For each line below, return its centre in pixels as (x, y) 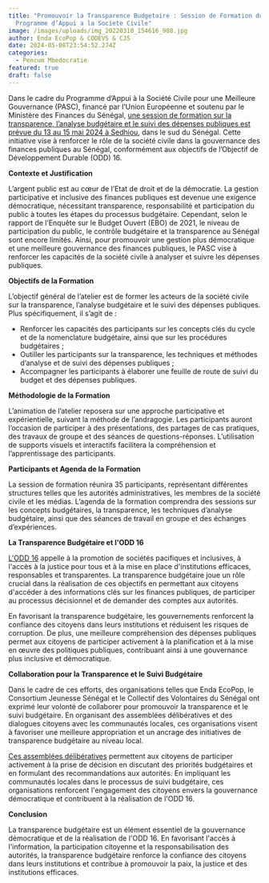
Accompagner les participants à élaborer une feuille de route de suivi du (139, 371)
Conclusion (28, 814)
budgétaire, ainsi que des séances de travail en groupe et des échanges (127, 518)
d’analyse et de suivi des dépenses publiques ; (97, 363)
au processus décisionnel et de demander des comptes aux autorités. (123, 600)
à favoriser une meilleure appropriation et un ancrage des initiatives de (125, 732)
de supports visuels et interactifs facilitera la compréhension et (112, 444)
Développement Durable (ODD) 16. (65, 158)
